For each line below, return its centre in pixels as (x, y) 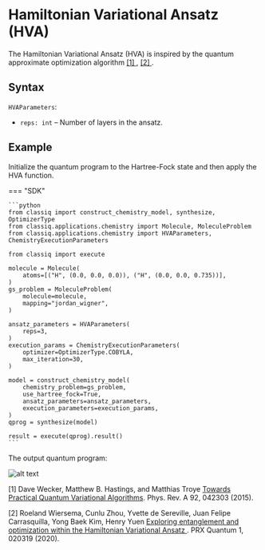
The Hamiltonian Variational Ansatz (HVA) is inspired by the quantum (121, 54)
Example (30, 147)
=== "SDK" (27, 190)
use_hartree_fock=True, (62, 394)
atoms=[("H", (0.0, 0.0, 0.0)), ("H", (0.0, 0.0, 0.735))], (125, 275)
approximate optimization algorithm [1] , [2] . (81, 62)
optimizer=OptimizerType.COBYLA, (78, 352)
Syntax (26, 88)
